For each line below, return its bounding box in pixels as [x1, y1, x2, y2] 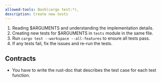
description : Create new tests [5, 12, 68, 16]
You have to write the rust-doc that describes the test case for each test [12, 67, 157, 73]
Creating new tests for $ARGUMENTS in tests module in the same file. [12, 30, 154, 36]
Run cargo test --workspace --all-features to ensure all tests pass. [12, 35, 150, 41]
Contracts [5, 54, 36, 63]
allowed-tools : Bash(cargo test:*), [5, 7, 79, 12]
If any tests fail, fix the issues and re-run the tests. [12, 40, 113, 46]
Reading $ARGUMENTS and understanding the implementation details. [12, 25, 154, 31]
